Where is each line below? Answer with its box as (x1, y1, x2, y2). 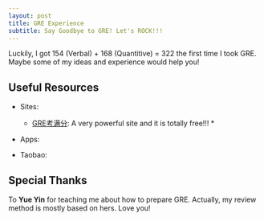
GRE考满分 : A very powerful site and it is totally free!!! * (31, 118, 215, 129)
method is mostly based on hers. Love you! (8, 203, 151, 213)
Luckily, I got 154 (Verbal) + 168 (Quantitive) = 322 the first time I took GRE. (8, 49, 257, 59)
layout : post (8, 11, 52, 20)
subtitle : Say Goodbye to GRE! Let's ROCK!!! (8, 27, 163, 35)
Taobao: (19, 150, 48, 160)
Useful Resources (8, 80, 100, 94)
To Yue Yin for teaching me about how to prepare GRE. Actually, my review (8, 194, 257, 204)
